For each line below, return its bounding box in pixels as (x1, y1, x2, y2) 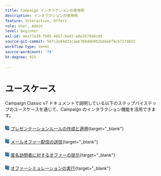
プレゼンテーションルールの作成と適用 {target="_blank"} (10, 126, 124, 132)
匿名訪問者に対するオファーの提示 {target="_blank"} (10, 152, 116, 158)
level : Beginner (5, 29, 38, 34)
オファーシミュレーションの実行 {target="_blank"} (10, 165, 111, 172)
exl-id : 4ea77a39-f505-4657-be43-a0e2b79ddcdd (5, 34, 102, 39)
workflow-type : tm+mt (5, 44, 50, 49)
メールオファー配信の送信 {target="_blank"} (10, 139, 98, 145)
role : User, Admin (5, 24, 43, 29)
